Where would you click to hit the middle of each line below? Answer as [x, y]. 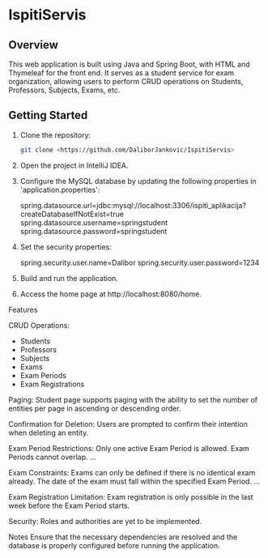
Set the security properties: [66, 247]
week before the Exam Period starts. [69, 505]
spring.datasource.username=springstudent [94, 222]
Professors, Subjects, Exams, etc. [64, 90]
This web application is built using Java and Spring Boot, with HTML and [130, 64]
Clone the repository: [55, 134]
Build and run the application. [69, 278]
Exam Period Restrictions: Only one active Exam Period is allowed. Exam [129, 448]
